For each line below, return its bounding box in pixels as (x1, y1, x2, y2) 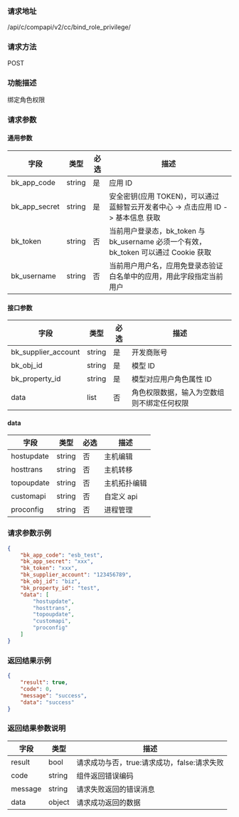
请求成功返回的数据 (76, 797, 141, 807)
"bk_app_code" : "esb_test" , (20, 552, 103, 559)
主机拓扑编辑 (104, 478, 147, 488)
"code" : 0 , (20, 685, 53, 692)
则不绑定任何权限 (131, 399, 189, 408)
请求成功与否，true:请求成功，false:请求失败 (76, 757, 224, 767)
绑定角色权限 (7, 95, 45, 104)
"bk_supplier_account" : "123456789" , (20, 571, 132, 579)
